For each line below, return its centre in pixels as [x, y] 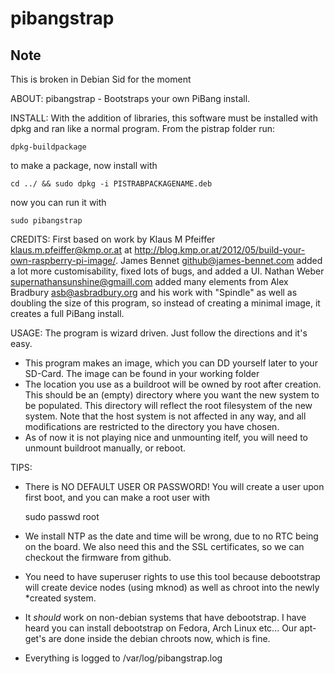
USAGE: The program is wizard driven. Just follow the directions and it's [159, 333]
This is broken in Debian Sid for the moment [101, 79]
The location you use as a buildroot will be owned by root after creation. [173, 384]
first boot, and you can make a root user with [117, 497]
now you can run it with [58, 202]
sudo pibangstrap [46, 221]
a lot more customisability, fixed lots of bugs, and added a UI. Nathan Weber [167, 271]
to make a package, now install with [84, 165]
